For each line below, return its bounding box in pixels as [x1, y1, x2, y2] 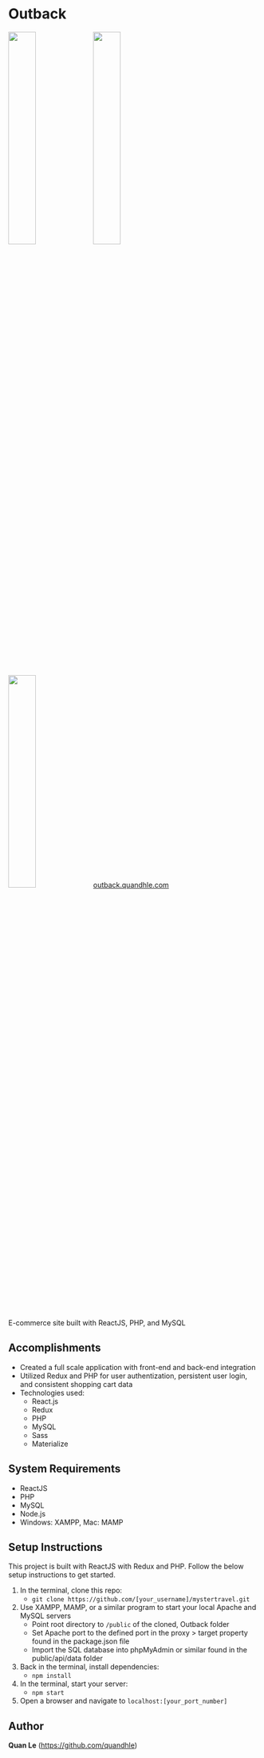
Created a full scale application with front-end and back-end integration [19, 1362, 257, 1372]
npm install [31, 1672, 72, 1680]
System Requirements [8, 1462, 121, 1476]
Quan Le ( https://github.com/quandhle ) [8, 1740, 138, 1750]
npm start [31, 1689, 65, 1697]
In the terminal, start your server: [19, 1679, 128, 1688]
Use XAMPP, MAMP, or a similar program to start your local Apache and [19, 1603, 257, 1612]
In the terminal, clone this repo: [19, 1585, 122, 1596]
